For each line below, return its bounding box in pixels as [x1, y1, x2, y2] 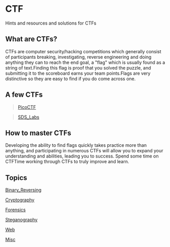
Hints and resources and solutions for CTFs [5, 20, 97, 26]
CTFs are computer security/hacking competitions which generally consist [5, 48, 161, 54]
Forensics [5, 207, 26, 213]
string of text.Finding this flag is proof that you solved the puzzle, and [5, 64, 151, 71]
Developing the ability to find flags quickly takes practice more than [5, 142, 147, 148]
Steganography [5, 217, 38, 223]
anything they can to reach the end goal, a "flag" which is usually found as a [5, 59, 165, 65]
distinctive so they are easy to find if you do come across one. [5, 75, 136, 82]
